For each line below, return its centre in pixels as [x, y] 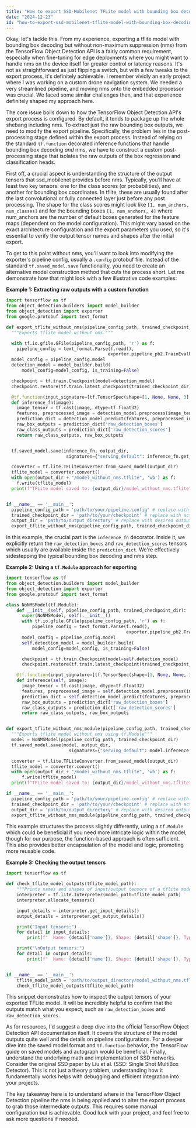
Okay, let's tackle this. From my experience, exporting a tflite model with [93, 39]
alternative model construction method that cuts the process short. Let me [95, 272]
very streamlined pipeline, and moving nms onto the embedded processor [95, 89]
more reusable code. [31, 851]
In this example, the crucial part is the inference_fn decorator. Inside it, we [96, 537]
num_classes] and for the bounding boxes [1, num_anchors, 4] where [90, 211]
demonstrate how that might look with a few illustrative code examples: [92, 278]
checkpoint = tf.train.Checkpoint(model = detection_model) [83, 381]
